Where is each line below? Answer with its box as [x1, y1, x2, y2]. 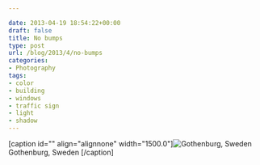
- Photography [8, 64, 57, 73]
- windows [8, 94, 42, 102]
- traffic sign [8, 102, 60, 110]
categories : [8, 57, 48, 65]
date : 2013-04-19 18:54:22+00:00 [8, 19, 121, 27]
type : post [8, 41, 45, 49]
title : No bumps [8, 34, 63, 42]
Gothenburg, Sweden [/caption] [8, 147, 115, 157]
